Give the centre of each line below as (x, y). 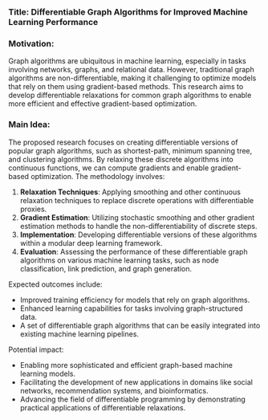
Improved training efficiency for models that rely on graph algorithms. (135, 300)
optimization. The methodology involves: (98, 176)
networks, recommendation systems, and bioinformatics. (114, 390)
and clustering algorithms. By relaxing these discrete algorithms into (121, 159)
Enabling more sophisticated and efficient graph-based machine (126, 365)
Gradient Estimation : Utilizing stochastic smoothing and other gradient (137, 217)
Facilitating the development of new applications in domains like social (136, 382)
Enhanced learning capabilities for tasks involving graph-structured (131, 308)
